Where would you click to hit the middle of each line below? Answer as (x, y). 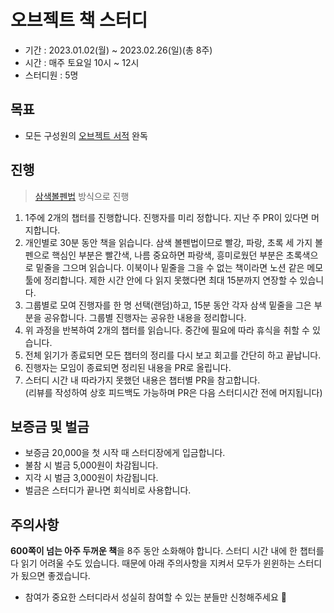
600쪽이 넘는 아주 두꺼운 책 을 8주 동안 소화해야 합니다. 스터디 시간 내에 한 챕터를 (167, 551)
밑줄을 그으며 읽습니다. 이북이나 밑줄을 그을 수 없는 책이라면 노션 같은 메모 (179, 267)
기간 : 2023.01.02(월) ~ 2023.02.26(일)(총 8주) (118, 50)
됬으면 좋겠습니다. (55, 576)
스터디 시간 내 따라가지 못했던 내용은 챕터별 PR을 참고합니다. (142, 380)
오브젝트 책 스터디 (79, 20)
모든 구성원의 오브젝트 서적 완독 (86, 135)
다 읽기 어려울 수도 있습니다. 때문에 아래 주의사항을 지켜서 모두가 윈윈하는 (153, 563)
